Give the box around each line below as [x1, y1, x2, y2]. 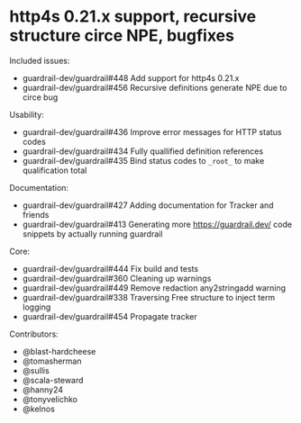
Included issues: [9, 55, 70, 66]
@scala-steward [22, 374, 84, 385]
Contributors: [9, 328, 59, 339]
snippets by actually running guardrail [22, 228, 163, 239]
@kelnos [22, 403, 56, 414]
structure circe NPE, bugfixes [9, 25, 234, 46]
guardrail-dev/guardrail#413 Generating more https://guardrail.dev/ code [22, 219, 293, 229]
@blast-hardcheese [22, 346, 96, 356]
